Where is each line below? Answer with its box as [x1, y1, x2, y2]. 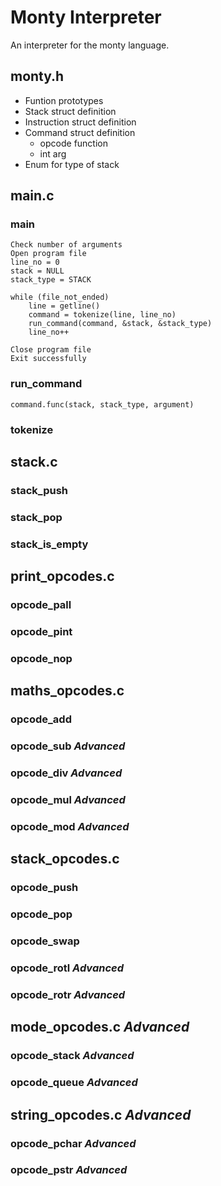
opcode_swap [10, 934, 80, 948]
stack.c [10, 454, 58, 471]
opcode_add [10, 712, 72, 726]
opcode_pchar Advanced [10, 1136, 137, 1150]
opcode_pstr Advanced [10, 1163, 128, 1177]
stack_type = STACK [10, 275, 92, 285]
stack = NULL [10, 266, 65, 276]
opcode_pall [10, 598, 72, 612]
